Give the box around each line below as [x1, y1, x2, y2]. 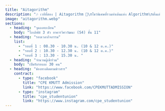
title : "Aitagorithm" [5, 7, 50, 12]
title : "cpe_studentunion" [23, 94, 78, 99]
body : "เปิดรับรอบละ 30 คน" [14, 62, 62, 67]
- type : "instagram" [18, 89, 60, 94]
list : [14, 39, 26, 44]
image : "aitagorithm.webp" [5, 16, 60, 21]
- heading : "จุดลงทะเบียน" [9, 26, 56, 30]
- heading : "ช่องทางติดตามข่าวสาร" [9, 67, 68, 72]
